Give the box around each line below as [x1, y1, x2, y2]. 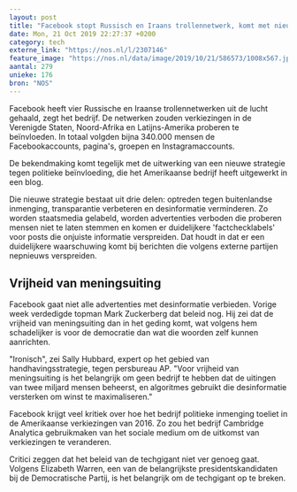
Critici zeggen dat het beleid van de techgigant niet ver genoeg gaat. [9, 454, 260, 465]
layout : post [9, 12, 57, 22]
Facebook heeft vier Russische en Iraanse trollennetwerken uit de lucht [9, 103, 268, 113]
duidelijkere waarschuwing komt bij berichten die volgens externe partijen [9, 241, 278, 251]
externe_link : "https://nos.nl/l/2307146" [9, 46, 168, 55]
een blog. [9, 176, 44, 187]
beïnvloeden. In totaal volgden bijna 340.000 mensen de [9, 131, 215, 142]
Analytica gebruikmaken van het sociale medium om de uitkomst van [9, 427, 260, 438]
